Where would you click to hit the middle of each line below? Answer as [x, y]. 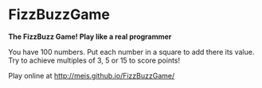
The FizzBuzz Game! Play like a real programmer [90, 36]
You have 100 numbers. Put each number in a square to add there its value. [131, 52]
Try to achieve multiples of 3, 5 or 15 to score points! [94, 60]
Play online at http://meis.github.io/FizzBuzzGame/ [92, 75]
